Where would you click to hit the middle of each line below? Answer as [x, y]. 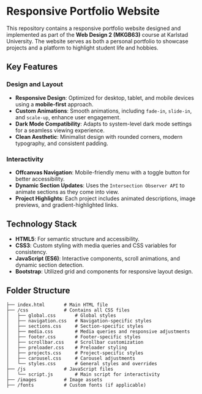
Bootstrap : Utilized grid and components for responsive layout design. [104, 271]
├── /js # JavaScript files [60, 369]
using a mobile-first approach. [54, 104]
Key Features [32, 67]
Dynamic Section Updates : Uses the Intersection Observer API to [100, 185]
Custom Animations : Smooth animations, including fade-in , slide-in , [103, 111]
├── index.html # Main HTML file [57, 305]
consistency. [31, 251]
